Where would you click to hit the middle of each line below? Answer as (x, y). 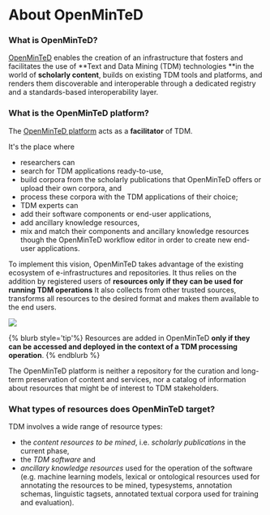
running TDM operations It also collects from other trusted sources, (122, 290)
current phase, (45, 451)
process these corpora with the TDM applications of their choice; (129, 197)
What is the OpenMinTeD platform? (79, 113)
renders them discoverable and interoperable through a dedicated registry (133, 83)
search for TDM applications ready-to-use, (92, 171)
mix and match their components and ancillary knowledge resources (135, 231)
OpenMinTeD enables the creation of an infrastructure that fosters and (126, 57)
